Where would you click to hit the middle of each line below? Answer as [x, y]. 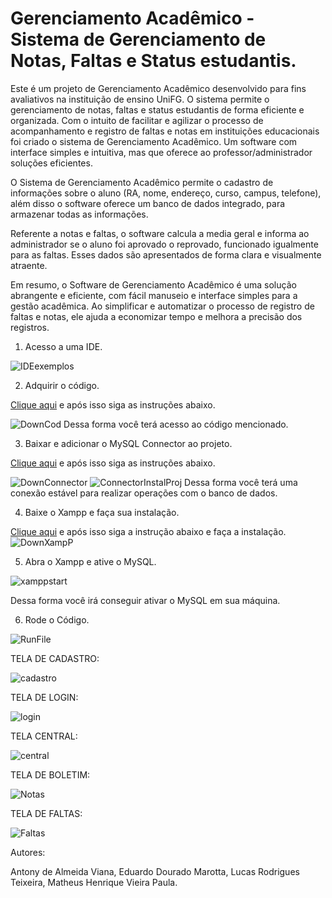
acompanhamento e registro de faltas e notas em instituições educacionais [165, 131]
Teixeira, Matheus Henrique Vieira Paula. [94, 882]
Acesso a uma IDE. [63, 346]
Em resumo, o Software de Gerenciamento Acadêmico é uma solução [153, 284]
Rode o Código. [57, 619]
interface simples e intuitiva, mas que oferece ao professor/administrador [161, 152]
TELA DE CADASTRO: [55, 658]
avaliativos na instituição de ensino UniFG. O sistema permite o [140, 99]
